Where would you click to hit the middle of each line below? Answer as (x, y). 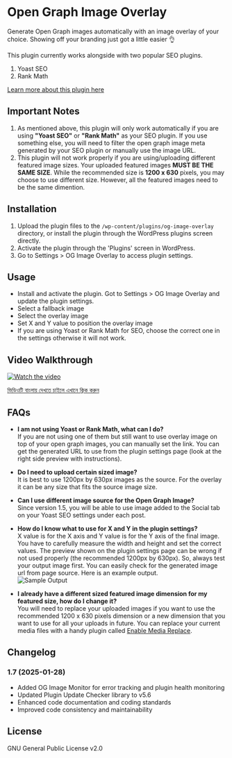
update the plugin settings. (56, 301)
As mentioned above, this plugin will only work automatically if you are (118, 128)
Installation (32, 209)
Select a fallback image (51, 308)
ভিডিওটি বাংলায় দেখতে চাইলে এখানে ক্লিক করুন (53, 390)
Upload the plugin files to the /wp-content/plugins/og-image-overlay (115, 226)
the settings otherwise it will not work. (72, 338)
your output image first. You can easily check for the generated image (117, 566)
